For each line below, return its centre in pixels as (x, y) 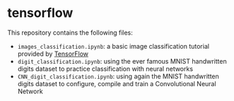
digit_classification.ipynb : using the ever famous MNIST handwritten (122, 61)
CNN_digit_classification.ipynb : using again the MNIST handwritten (118, 76)
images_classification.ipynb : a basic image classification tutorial (113, 46)
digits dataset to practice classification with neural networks (105, 69)
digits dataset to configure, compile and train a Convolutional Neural (117, 83)
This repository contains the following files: (70, 32)
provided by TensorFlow (53, 54)
